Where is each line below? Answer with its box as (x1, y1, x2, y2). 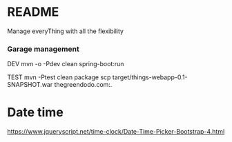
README (7, 4, 59, 20)
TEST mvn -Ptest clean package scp (7, 73, 111, 81)
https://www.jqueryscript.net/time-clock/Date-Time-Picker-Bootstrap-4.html (7, 128, 225, 136)
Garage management (7, 44, 79, 54)
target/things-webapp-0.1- (112, 73, 188, 81)
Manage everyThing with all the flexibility (7, 27, 124, 35)
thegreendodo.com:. (54, 81, 113, 89)
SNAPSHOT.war (7, 81, 53, 89)
